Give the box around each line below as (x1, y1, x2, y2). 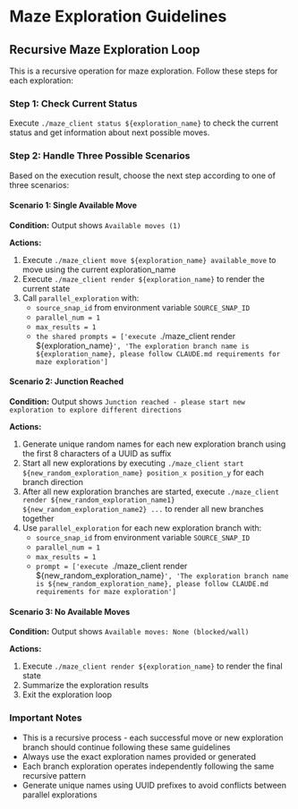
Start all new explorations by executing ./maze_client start (21, 458, 244, 468)
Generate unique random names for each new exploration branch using (21, 439, 286, 449)
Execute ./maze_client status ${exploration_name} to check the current (9, 118, 279, 129)
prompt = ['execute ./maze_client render (35, 561, 188, 571)
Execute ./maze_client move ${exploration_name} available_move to (21, 254, 277, 265)
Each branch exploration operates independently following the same (21, 761, 275, 771)
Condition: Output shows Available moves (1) (9, 219, 182, 230)
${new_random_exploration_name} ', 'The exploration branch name (35, 570, 289, 581)
